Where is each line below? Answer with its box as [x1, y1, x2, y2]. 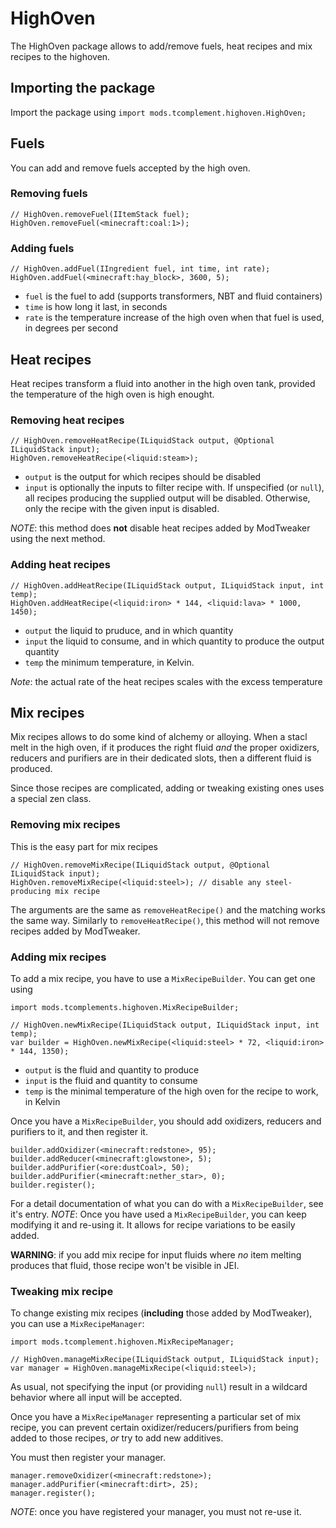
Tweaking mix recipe [10, 1284, 114, 1298]
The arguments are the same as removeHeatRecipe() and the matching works [10, 903, 326, 916]
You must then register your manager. [10, 1452, 167, 1464]
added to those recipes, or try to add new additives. [10, 1432, 224, 1444]
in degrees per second [24, 322, 119, 334]
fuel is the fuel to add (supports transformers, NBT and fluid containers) [24, 290, 323, 302]
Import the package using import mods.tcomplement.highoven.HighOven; [10, 106, 307, 118]
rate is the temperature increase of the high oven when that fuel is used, [24, 312, 325, 324]
